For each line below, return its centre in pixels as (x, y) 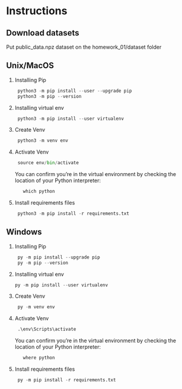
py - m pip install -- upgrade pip (59, 257)
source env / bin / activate (48, 163)
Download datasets (43, 33)
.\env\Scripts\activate (47, 329)
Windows (24, 232)
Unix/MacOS (30, 66)
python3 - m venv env (43, 141)
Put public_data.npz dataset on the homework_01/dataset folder (84, 47)
